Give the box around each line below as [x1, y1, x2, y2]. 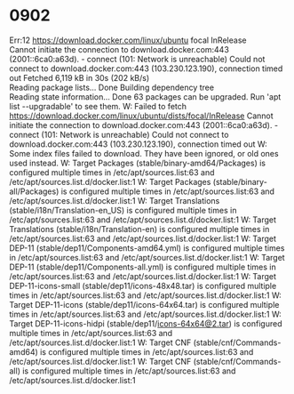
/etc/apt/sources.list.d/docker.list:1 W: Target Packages [9, 176, 211, 187]
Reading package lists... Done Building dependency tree [9, 82, 215, 92]
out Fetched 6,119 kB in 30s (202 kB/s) [9, 72, 150, 83]
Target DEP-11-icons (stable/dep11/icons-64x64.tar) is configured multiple [9, 299, 280, 310]
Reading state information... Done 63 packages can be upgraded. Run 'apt [9, 91, 282, 102]
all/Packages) [9, 186, 60, 197]
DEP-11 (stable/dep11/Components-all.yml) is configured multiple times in [9, 261, 277, 272]
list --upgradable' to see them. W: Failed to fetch [9, 101, 187, 111]
